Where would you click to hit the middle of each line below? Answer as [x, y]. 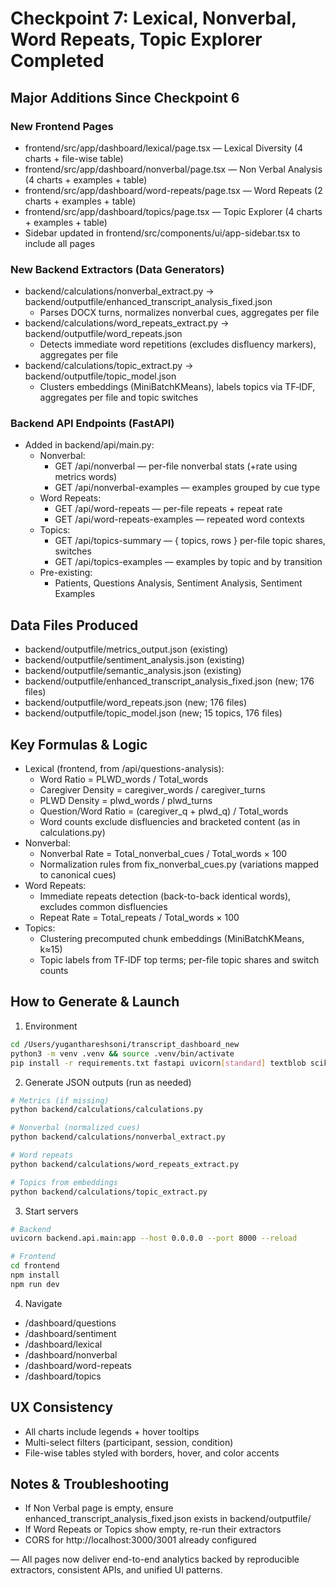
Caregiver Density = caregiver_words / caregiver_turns [152, 790]
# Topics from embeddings [64, 1182]
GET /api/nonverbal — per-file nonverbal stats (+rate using [176, 466]
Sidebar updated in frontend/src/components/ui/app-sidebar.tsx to [162, 233]
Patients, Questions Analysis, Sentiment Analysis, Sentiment [178, 583]
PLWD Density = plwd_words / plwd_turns [126, 801]
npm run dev [35, 1284]
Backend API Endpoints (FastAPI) [92, 424]
